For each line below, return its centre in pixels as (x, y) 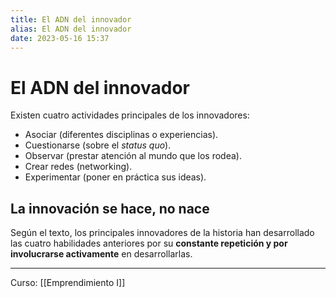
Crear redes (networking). (78, 167)
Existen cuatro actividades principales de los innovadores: (130, 115)
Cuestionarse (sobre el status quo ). (98, 145)
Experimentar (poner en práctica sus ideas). (115, 177)
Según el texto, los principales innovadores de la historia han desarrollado (162, 233)
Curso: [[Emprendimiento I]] (68, 283)
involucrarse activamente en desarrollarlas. (101, 254)
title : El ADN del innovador (71, 19)
